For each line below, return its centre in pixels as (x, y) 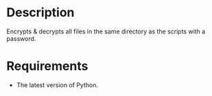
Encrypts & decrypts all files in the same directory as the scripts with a (106, 31)
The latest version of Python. (57, 85)
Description (40, 13)
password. (21, 38)
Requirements (47, 66)
